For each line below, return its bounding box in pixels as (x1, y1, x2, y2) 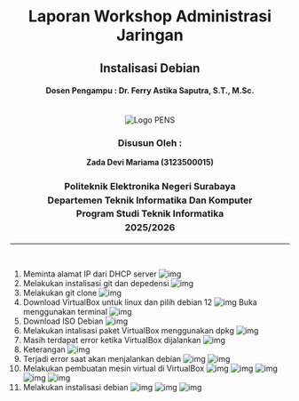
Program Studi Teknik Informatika (75, 207, 224, 220)
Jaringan (115, 25, 185, 45)
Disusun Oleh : (117, 136, 183, 148)
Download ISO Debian (22, 316, 104, 326)
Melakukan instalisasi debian (22, 381, 129, 392)
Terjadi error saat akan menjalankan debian (22, 353, 182, 364)
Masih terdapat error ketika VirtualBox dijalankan (22, 334, 201, 345)
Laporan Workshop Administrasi (28, 6, 272, 27)
